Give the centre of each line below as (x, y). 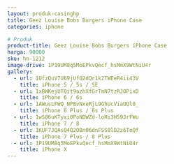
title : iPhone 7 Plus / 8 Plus (65, 137)
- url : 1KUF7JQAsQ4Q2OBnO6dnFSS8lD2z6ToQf (76, 130)
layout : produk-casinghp (43, 14)
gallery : (20, 72)
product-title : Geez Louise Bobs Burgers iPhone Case (87, 46)
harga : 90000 (26, 52)
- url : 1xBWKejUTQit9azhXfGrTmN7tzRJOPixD (76, 91)
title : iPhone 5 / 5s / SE (59, 84)
